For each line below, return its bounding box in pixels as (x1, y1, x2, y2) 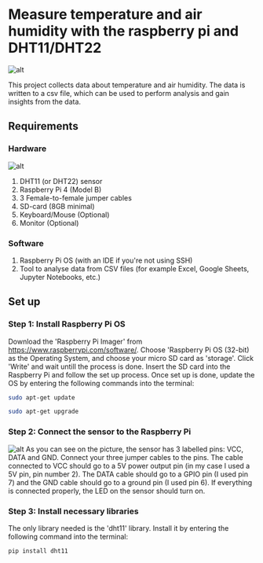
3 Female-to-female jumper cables (19, 193, 132, 202)
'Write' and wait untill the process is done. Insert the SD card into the (8, 362, 231, 371)
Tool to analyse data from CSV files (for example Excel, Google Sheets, (19, 263, 250, 273)
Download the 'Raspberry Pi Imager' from (8, 337, 143, 346)
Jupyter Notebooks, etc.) (19, 272, 100, 281)
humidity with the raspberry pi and (8, 22, 239, 40)
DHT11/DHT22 (8, 39, 102, 57)
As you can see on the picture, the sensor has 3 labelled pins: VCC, (25, 444, 244, 454)
